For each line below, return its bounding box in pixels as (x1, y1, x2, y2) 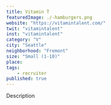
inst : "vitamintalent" (6, 31, 63, 37)
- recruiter (17, 70, 47, 76)
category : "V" (6, 37, 42, 43)
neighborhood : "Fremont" (6, 48, 68, 54)
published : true (6, 76, 47, 82)
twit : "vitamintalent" (6, 25, 63, 32)
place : (6, 59, 23, 65)
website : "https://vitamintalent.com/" (6, 20, 106, 26)
